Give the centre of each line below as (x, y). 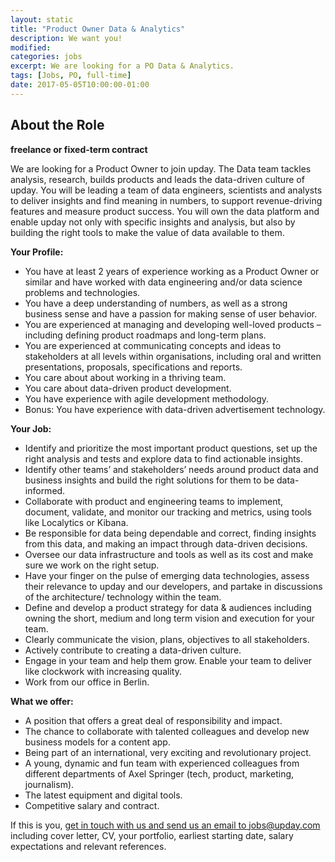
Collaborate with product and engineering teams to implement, (154, 501)
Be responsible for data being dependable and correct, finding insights (170, 533)
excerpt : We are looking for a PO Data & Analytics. (122, 66)
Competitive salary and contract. (92, 805)
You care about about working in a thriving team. (125, 377)
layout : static (42, 19)
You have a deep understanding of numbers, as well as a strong (156, 303)
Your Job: (31, 428)
